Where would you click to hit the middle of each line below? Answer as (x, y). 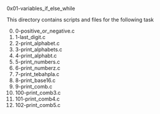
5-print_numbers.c (37, 62)
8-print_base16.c (35, 80)
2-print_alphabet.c (37, 43)
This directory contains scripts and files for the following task (80, 19)
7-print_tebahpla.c (37, 74)
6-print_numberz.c (38, 68)
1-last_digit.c (30, 37)
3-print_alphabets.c (39, 49)
